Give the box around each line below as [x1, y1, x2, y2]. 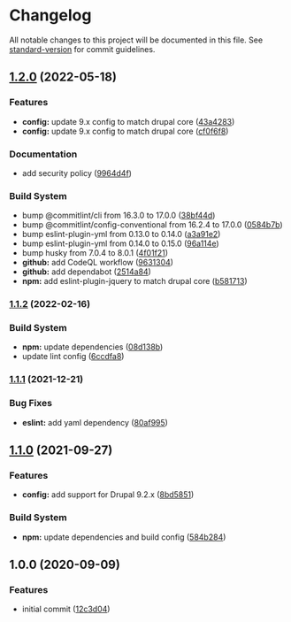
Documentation [9, 148, 78, 160]
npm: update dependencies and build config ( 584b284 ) [21, 532, 226, 542]
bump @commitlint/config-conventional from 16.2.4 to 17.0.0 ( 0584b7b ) [21, 219, 283, 230]
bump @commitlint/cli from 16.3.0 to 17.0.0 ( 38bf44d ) [21, 210, 216, 221]
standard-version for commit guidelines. [9, 43, 156, 54]
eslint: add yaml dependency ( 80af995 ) [21, 417, 168, 427]
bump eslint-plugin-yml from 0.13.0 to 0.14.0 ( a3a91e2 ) [21, 229, 221, 240]
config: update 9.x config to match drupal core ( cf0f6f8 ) [21, 126, 229, 136]
